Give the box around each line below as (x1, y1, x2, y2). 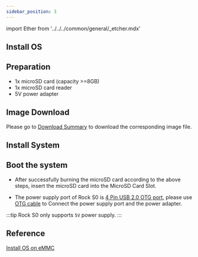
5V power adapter (14, 90, 59, 97)
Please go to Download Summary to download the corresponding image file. (6, 123, 192, 130)
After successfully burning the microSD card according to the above (14, 175, 181, 183)
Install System (6, 140, 60, 151)
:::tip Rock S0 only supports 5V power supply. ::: (6, 211, 122, 219)
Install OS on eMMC (6, 244, 55, 251)
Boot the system (6, 160, 68, 170)
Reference (6, 229, 46, 239)
